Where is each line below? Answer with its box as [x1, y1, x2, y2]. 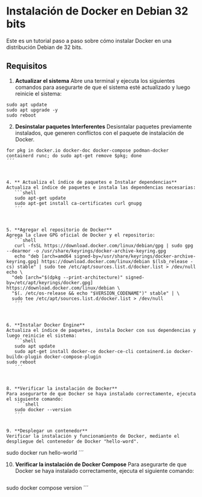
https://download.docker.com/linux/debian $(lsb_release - [41, 258, 194, 264]
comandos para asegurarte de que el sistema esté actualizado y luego [15, 83, 191, 91]
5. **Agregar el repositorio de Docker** [6, 227, 112, 233]
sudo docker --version [14, 406, 71, 412]
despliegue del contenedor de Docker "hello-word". [6, 438, 139, 444]
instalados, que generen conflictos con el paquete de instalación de [15, 129, 184, 137]
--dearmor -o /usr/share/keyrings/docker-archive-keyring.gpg [6, 248, 166, 254]
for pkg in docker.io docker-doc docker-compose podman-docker [6, 147, 169, 154]
